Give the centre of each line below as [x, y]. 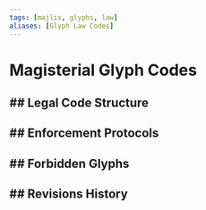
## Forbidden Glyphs [69, 163]
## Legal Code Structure [79, 103]
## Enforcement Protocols [84, 134]
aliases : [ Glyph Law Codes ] [62, 26]
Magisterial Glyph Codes [103, 70]
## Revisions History [69, 194]
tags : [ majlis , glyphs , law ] [64, 17]
